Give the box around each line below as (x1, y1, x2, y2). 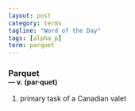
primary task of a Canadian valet (19, 93, 127, 104)
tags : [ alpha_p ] (8, 34, 62, 42)
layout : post (8, 11, 52, 20)
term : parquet (8, 42, 56, 50)
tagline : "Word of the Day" (8, 26, 102, 34)
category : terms (8, 19, 62, 27)
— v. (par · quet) (8, 77, 58, 87)
